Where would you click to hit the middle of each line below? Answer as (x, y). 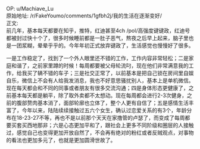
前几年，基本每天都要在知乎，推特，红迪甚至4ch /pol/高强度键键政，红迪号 (98, 30)
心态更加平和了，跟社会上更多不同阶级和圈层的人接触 (129, 125)
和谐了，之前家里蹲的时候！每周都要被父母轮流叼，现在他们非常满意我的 (100, 66)
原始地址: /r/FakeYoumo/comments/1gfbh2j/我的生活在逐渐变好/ (84, 15)
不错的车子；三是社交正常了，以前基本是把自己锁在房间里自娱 (118, 73)
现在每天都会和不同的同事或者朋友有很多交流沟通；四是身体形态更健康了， (97, 88)
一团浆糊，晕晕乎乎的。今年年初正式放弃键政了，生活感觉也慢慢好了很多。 (102, 45)
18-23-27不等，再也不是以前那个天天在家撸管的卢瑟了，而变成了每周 (101, 118)
